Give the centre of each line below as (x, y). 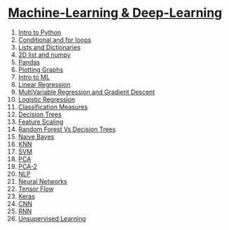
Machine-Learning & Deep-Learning (115, 13)
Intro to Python (40, 32)
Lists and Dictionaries (49, 47)
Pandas (29, 62)
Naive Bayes (36, 136)
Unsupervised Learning (52, 218)
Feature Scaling (41, 121)
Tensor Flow (36, 189)
